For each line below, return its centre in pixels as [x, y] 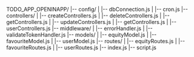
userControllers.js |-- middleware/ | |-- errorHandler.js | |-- [80, 28]
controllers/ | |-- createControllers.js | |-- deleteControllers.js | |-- [88, 16]
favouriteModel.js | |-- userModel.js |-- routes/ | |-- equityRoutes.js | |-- [96, 41]
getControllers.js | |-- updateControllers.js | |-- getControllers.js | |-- [92, 22]
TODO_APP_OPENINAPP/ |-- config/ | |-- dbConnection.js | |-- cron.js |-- [97, 9]
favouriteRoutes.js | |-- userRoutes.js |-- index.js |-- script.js [81, 47]
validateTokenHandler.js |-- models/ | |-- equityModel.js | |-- [82, 35]
